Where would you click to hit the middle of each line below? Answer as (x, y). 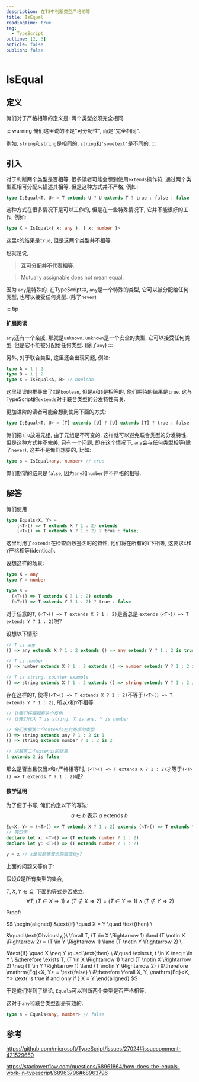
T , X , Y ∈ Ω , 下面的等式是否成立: (45, 891)
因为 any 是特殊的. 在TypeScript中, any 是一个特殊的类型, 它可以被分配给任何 (97, 290)
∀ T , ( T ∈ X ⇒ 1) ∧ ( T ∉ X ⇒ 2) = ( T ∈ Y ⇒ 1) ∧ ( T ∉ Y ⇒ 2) (100, 901)
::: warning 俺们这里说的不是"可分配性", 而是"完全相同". (73, 130)
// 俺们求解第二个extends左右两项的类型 (50, 730)
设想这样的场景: (25, 563)
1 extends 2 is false (33, 757)
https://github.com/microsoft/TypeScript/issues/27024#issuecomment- (94, 1049)
